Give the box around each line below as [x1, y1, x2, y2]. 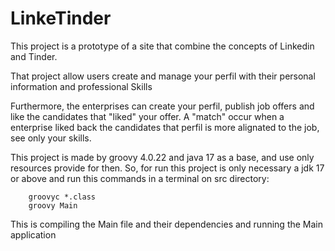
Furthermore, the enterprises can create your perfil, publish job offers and [10, 100, 315, 112]
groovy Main [28, 200, 78, 211]
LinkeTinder [10, 7, 112, 30]
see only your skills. [10, 132, 92, 144]
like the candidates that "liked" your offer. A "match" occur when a [10, 110, 285, 122]
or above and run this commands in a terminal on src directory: [10, 172, 270, 184]
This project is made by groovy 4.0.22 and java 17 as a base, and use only [10, 151, 315, 163]
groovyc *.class [28, 192, 97, 202]
